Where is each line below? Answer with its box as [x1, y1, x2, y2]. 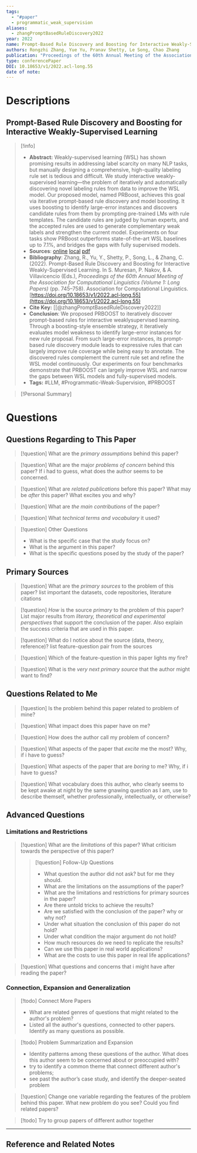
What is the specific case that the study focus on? [29, 537, 151, 545]
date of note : [6, 69, 41, 75]
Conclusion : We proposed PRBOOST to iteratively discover [29, 310, 172, 317]
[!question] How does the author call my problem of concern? [20, 734, 170, 741]
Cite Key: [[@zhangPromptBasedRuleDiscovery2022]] [29, 304, 161, 311]
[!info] [20, 143, 35, 150]
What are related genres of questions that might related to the [29, 1008, 179, 1016]
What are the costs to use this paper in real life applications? [43, 952, 190, 959]
